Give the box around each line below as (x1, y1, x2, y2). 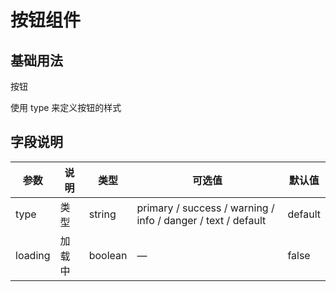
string (88, 207, 117, 221)
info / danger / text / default (136, 213, 267, 227)
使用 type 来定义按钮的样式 (10, 102, 122, 113)
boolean (88, 248, 128, 262)
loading (15, 248, 51, 262)
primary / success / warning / (136, 201, 275, 215)
